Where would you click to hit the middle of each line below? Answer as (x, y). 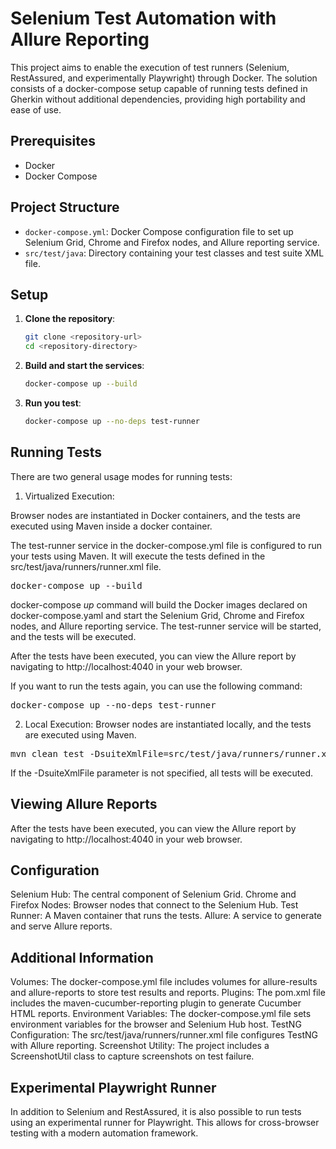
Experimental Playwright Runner (113, 1087)
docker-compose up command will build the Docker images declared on (159, 604)
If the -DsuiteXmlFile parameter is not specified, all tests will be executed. (162, 773)
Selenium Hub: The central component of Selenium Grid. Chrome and (153, 894)
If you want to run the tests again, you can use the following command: (156, 686)
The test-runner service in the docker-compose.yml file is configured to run (166, 545)
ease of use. (36, 109)
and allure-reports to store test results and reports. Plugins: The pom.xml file (168, 993)
